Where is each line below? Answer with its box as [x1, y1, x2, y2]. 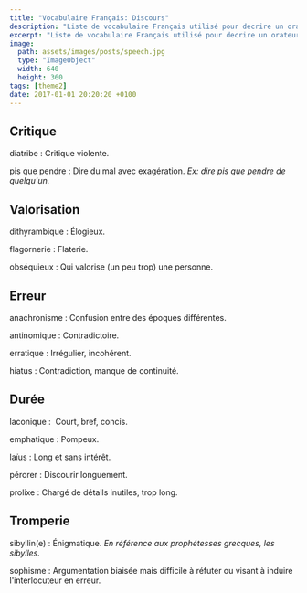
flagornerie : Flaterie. [9, 244, 89, 255]
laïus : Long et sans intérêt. [9, 451, 111, 462]
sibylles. [9, 547, 41, 558]
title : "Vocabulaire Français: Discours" [9, 13, 170, 23]
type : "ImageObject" [17, 56, 96, 65]
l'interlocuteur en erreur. [9, 575, 101, 586]
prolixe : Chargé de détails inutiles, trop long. [9, 486, 178, 498]
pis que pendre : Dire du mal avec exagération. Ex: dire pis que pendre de [9, 165, 286, 176]
